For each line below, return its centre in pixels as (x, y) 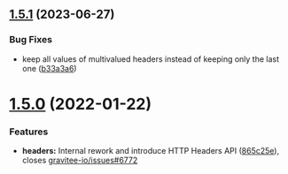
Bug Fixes (31, 40)
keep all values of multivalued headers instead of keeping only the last (151, 59)
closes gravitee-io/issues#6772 (80, 160)
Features (29, 132)
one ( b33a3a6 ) (49, 68)
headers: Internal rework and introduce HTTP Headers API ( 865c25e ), (151, 151)
